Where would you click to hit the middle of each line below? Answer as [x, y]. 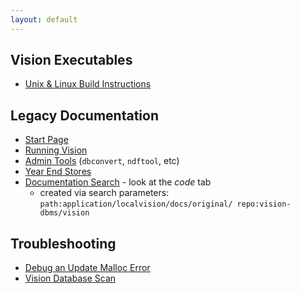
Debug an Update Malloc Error [87, 268]
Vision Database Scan [70, 278]
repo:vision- [264, 204]
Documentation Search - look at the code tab [118, 182]
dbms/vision [64, 213]
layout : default [44, 19]
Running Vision [56, 150]
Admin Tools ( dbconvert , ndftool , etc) [102, 161]
